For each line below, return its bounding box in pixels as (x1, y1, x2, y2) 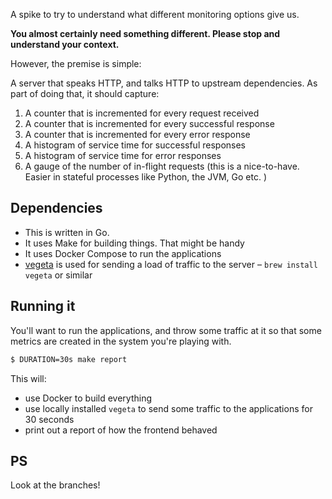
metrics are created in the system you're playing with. (10, 335, 232, 347)
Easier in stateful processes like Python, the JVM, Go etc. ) (24, 171, 267, 183)
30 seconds (24, 413, 75, 425)
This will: (10, 372, 47, 384)
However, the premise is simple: (10, 58, 142, 69)
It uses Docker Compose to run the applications (24, 247, 222, 259)
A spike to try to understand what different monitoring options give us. (10, 9, 300, 20)
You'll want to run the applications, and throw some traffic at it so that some (10, 324, 322, 336)
